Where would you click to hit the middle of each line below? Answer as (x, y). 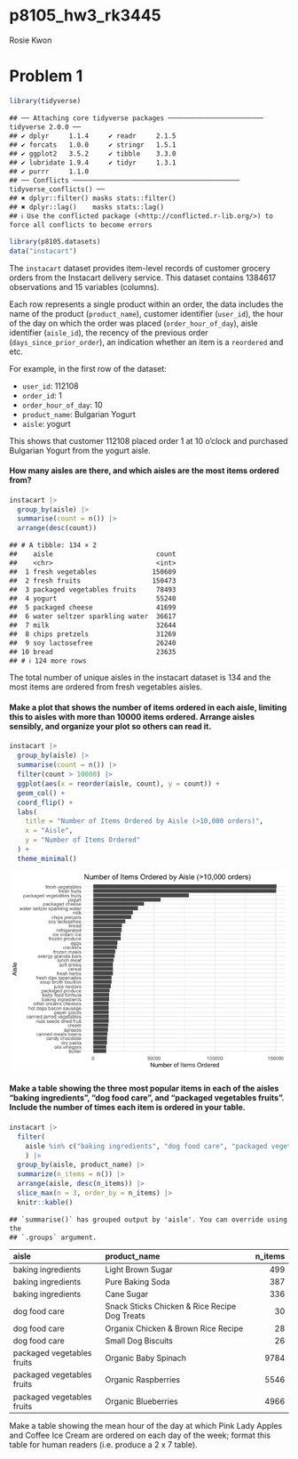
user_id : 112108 (51, 386)
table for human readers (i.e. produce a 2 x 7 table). (103, 1445)
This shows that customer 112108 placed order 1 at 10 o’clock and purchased (149, 440)
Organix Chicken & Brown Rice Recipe (174, 1328)
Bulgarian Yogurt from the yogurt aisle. (80, 450)
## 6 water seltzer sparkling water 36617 (93, 617)
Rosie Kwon (31, 40)
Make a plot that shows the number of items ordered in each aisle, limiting (148, 707)
